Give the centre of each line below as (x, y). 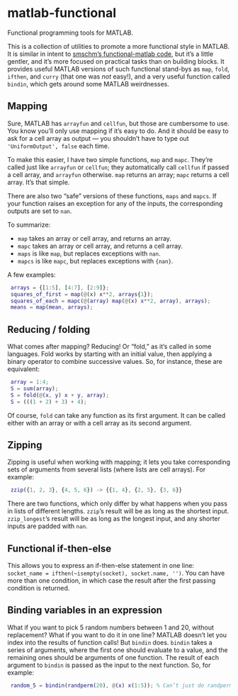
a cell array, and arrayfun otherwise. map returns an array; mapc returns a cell (118, 174)
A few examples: (32, 275)
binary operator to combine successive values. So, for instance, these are (115, 362)
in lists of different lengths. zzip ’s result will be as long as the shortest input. (118, 511)
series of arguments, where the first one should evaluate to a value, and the (118, 650)
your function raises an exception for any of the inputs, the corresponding (115, 203)
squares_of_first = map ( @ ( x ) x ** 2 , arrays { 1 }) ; (82, 294)
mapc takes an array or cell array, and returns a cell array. (100, 246)
